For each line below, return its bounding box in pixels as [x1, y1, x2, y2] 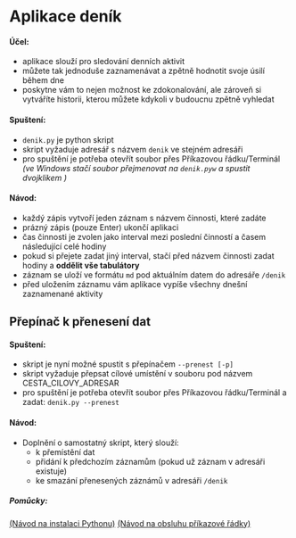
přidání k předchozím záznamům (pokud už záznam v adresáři [35, 456, 266, 467]
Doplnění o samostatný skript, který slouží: [21, 437, 180, 448]
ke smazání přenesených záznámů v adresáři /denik [35, 475, 228, 485]
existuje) [35, 466, 68, 476]
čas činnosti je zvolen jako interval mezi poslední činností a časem [21, 231, 267, 242]
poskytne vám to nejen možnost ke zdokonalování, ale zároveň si [21, 85, 261, 95]
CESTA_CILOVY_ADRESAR [21, 377, 119, 389]
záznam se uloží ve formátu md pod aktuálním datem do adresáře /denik [21, 269, 286, 280]
